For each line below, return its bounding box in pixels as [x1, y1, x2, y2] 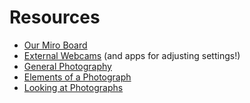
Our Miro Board [23, 39, 88, 51]
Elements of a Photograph [23, 71, 132, 83]
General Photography [23, 60, 112, 72]
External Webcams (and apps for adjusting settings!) [23, 49, 241, 61]
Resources [9, 6, 101, 29]
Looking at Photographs [23, 81, 124, 93]
